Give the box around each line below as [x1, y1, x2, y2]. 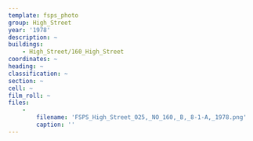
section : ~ [8, 77, 44, 85]
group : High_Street [8, 19, 72, 27]
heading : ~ [8, 63, 44, 70]
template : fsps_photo [8, 11, 79, 20]
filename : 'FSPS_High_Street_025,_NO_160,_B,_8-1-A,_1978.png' [36, 114, 247, 121]
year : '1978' [8, 26, 51, 34]
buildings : [8, 41, 44, 49]
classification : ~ [8, 70, 68, 78]
